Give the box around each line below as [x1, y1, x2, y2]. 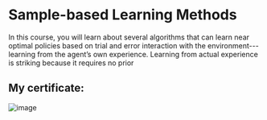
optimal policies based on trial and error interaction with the [8, 40, 207, 50]
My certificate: [8, 81, 84, 95]
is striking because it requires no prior [8, 58, 134, 68]
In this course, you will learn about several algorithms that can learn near [8, 32, 250, 42]
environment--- [207, 40, 259, 50]
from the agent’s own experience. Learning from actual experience [37, 49, 259, 59]
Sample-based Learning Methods [8, 6, 237, 24]
